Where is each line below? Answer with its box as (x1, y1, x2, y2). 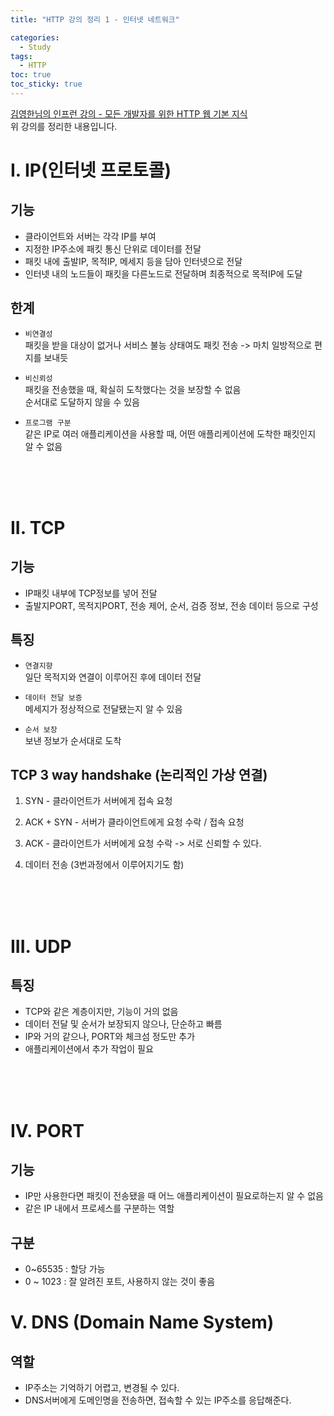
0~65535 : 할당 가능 (24, 1263, 106, 1275)
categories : (10, 32, 60, 43)
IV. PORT (10, 1119, 85, 1142)
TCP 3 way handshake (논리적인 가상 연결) (10, 766, 268, 783)
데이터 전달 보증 (24, 692, 83, 703)
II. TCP (10, 516, 66, 539)
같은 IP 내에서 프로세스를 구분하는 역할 (24, 1202, 175, 1215)
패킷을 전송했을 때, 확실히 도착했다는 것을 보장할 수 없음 (24, 383, 242, 395)
